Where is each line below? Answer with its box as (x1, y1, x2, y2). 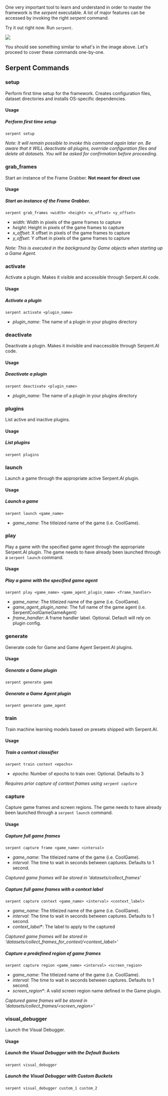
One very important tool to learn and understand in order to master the (5, 5, 151, 10)
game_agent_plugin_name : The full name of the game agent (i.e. (12, 604, 146, 610)
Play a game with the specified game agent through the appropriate (5, 543, 145, 550)
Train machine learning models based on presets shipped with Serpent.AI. (5, 726, 158, 732)
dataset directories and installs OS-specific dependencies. (5, 96, 126, 102)
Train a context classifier (5, 749, 59, 755)
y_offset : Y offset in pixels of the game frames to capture (12, 235, 130, 241)
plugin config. (12, 620, 42, 626)
